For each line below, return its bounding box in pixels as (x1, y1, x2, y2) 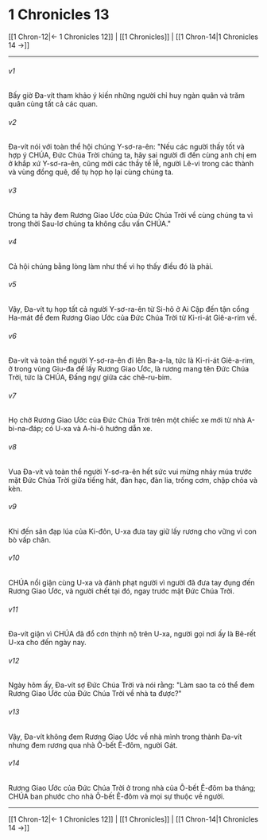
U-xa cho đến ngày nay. (8, 638, 87, 647)
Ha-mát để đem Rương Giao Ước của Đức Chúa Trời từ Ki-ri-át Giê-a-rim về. (8, 313, 257, 322)
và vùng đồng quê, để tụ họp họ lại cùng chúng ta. (8, 167, 174, 177)
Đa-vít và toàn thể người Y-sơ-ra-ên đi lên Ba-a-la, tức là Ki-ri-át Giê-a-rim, (8, 356, 256, 365)
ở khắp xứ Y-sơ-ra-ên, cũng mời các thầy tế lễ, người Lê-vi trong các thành (8, 159, 254, 169)
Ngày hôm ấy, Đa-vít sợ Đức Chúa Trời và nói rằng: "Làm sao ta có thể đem (8, 680, 255, 690)
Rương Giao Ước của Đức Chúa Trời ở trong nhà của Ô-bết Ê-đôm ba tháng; (8, 783, 256, 792)
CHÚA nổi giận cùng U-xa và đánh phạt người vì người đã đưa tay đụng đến (8, 577, 256, 587)
